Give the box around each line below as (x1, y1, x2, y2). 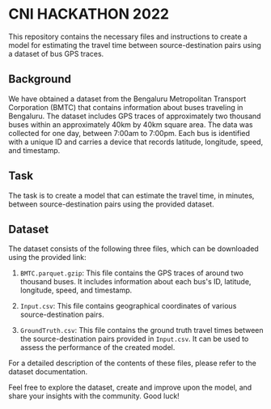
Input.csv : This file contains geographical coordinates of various (19, 301, 237, 311)
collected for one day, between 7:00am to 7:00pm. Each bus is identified (8, 128, 251, 138)
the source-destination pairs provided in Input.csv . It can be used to (19, 334, 249, 344)
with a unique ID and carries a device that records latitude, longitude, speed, (8, 137, 264, 147)
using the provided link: (8, 253, 87, 262)
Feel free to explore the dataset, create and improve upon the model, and (8, 382, 252, 393)
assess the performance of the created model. (19, 343, 176, 352)
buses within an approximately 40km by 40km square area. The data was (8, 119, 253, 130)
